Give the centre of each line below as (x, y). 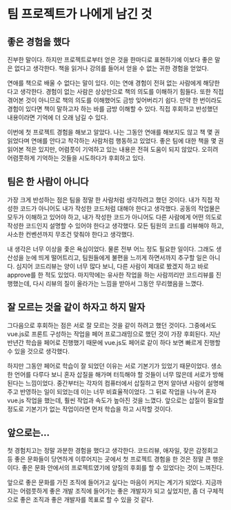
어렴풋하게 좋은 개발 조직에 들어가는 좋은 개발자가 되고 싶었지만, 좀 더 (112, 491)
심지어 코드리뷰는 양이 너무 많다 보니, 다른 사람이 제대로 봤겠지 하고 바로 (112, 266)
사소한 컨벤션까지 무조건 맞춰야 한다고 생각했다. (71, 234)
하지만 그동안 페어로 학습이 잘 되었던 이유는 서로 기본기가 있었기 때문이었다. (108, 366)
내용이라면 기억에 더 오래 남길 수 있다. (58, 117)
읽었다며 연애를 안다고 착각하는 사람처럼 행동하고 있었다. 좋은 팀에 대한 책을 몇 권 (115, 141)
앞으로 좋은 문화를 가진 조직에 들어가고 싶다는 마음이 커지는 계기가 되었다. (106, 482)
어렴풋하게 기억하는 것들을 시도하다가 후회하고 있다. (76, 158)
